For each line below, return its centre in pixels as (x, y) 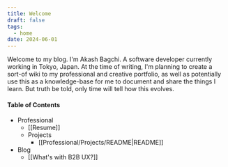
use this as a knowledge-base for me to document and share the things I (112, 81)
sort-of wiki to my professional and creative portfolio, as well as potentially (114, 74)
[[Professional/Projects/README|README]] (101, 143)
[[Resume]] (44, 128)
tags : (15, 26)
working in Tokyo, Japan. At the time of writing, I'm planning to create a (110, 67)
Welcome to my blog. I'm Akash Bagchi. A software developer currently (110, 59)
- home (23, 33)
